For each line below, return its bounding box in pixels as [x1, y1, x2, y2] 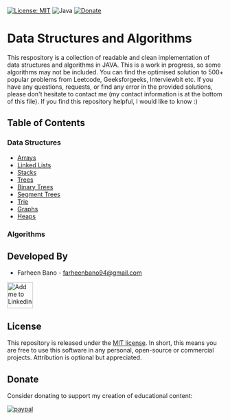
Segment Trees [16, 190, 60, 198]
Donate [7, 373, 39, 385]
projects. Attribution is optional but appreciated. [7, 353, 142, 361]
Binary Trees [16, 182, 54, 191]
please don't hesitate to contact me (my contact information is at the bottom [7, 90, 223, 98]
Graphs [16, 204, 38, 213]
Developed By [7, 250, 69, 262]
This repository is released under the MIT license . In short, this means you [7, 339, 218, 347]
